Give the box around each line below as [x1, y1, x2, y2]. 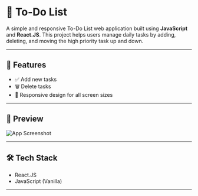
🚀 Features [6, 60, 47, 70]
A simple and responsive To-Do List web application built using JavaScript [6, 25, 187, 32]
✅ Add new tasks [14, 76, 57, 83]
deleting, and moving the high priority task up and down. [6, 37, 144, 44]
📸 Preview [6, 114, 44, 124]
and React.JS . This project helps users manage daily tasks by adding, [6, 31, 176, 38]
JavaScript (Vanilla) [14, 178, 62, 185]
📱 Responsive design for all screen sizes [14, 91, 113, 98]
